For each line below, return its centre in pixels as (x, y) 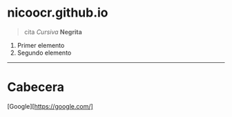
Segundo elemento (44, 53)
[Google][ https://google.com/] (50, 106)
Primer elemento (41, 45)
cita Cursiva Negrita (53, 32)
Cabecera (36, 87)
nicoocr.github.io (58, 13)
